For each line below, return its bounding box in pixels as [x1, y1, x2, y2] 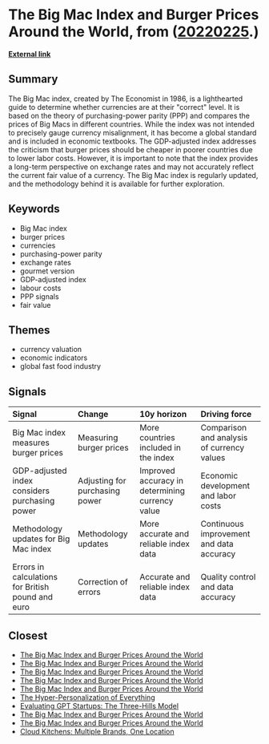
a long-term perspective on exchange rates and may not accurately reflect [8, 162, 255, 172]
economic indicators [19, 353, 88, 362]
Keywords [8, 202, 60, 216]
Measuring [77, 432, 118, 443]
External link [8, 49, 51, 59]
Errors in [12, 561, 45, 572]
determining [139, 485, 186, 496]
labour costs [19, 283, 62, 293]
